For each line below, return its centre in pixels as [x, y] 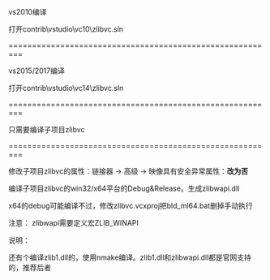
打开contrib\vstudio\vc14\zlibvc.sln [66, 88]
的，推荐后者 [30, 267]
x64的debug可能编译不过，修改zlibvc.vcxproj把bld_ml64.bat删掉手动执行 [131, 206]
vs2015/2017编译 [36, 71]
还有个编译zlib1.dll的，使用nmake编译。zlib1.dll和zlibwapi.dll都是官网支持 [130, 257]
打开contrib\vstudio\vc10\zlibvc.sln [66, 29]
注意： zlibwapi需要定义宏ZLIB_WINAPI [74, 223]
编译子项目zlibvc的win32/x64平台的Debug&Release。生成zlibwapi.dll [124, 188]
